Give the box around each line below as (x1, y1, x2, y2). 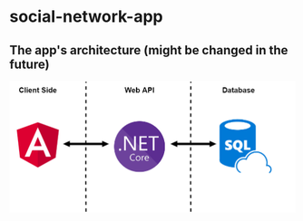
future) (9, 56, 50, 72)
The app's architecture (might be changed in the (9, 43, 288, 58)
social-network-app (9, 6, 163, 27)
